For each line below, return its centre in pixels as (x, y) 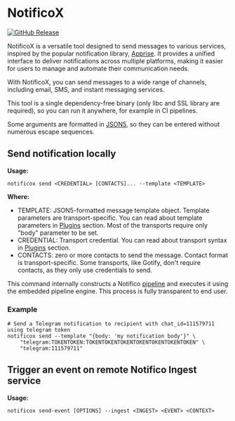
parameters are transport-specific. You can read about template (110, 218)
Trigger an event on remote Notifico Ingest (102, 370)
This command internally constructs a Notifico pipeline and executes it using (118, 283)
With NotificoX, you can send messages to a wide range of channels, (107, 82)
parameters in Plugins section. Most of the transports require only (113, 225)
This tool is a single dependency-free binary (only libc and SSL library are (113, 103)
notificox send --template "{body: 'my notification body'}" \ (102, 336)
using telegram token (39, 330)
